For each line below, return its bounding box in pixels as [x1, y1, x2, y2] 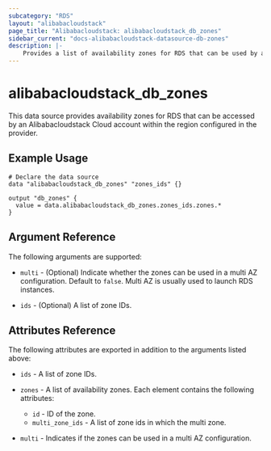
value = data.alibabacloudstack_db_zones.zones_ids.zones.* [15, 201, 222, 209]
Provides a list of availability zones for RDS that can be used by [23, 49, 258, 57]
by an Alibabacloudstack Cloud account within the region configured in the [8, 119, 257, 129]
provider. [8, 128, 39, 137]
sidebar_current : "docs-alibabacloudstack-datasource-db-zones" [8, 34, 229, 43]
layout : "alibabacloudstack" [8, 19, 106, 27]
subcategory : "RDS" [8, 11, 74, 20]
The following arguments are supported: [8, 251, 143, 261]
